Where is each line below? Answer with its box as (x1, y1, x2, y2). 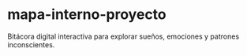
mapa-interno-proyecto (7, 6, 167, 24)
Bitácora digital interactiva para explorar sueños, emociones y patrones (7, 32, 240, 41)
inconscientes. (7, 39, 55, 49)
